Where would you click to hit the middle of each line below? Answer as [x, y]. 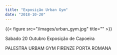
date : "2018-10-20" [25, 14]
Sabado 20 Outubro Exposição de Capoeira [50, 38]
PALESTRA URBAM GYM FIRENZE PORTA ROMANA [58, 48]
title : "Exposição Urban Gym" [37, 10]
